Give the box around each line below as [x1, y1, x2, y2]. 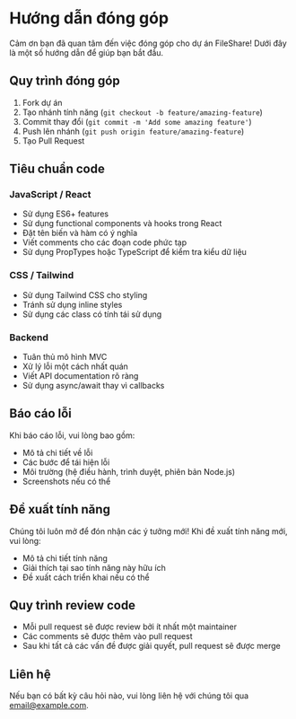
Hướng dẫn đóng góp [9, 8, 169, 29]
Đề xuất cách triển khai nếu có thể [22, 572, 150, 583]
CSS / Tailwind [9, 269, 74, 282]
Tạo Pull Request [22, 135, 85, 146]
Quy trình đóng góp [9, 74, 120, 89]
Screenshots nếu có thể [22, 476, 111, 487]
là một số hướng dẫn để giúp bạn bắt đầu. [9, 47, 164, 57]
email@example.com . [9, 700, 90, 711]
